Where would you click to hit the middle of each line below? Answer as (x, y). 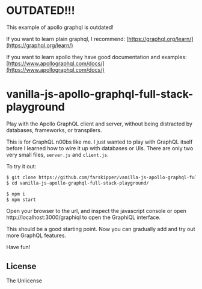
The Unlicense (24, 281)
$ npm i (16, 194)
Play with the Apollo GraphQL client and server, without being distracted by (99, 124)
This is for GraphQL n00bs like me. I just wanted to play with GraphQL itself (99, 142)
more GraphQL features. (36, 235)
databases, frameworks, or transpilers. (54, 130)
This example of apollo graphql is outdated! (60, 27)
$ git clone (21, 177)
